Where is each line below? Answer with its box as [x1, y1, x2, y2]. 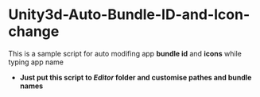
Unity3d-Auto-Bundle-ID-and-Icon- [8, 6, 250, 24]
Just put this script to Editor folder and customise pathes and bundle [19, 72, 252, 82]
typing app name [8, 57, 64, 67]
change [8, 22, 60, 41]
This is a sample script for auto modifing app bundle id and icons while [8, 48, 243, 58]
